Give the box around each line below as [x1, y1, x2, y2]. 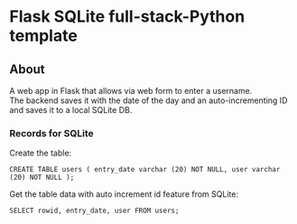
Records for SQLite [9, 126, 94, 139]
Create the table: [9, 147, 72, 159]
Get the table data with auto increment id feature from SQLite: [9, 189, 239, 200]
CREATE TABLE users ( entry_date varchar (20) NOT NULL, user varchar [9, 165, 281, 174]
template [9, 25, 79, 46]
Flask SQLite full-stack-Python [9, 6, 246, 27]
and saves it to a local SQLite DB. [9, 105, 133, 115]
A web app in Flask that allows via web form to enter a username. [9, 86, 253, 96]
